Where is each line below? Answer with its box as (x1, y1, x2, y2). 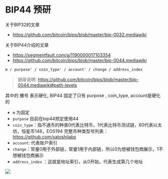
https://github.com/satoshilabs (12, 133, 76, 140)
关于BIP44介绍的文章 (5, 42, 49, 48)
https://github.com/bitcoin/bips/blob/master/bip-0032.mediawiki (12, 32, 147, 38)
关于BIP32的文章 (5, 22, 40, 28)
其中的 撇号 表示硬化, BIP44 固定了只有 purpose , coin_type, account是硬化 (5, 92, 161, 98)
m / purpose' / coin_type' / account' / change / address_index (5, 67, 143, 72)
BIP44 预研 (5, 4, 51, 16)
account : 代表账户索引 (12, 139, 58, 145)
